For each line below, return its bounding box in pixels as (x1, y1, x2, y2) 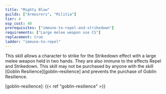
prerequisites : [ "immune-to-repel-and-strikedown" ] (5, 26, 114, 31)
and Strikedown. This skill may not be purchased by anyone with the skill (5, 63, 154, 69)
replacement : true (5, 35, 43, 40)
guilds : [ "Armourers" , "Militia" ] (5, 12, 77, 17)
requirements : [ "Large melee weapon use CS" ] (5, 30, 101, 35)
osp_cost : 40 (5, 21, 32, 26)
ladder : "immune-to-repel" (5, 39, 61, 44)
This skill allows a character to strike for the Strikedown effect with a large (5, 53, 157, 59)
